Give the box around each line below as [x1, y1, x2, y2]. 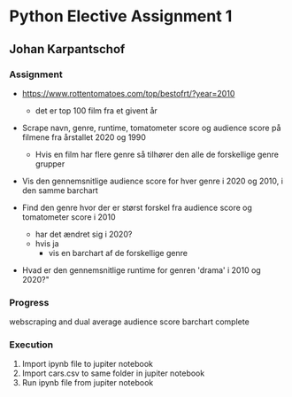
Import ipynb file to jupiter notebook [21, 359, 153, 370]
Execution [9, 339, 54, 351]
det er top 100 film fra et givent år [35, 105, 158, 116]
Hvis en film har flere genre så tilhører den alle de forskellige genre [35, 149, 279, 160]
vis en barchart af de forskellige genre [48, 247, 188, 258]
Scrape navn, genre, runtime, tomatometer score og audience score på [21, 122, 281, 133]
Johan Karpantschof [9, 42, 126, 57]
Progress [9, 296, 50, 308]
